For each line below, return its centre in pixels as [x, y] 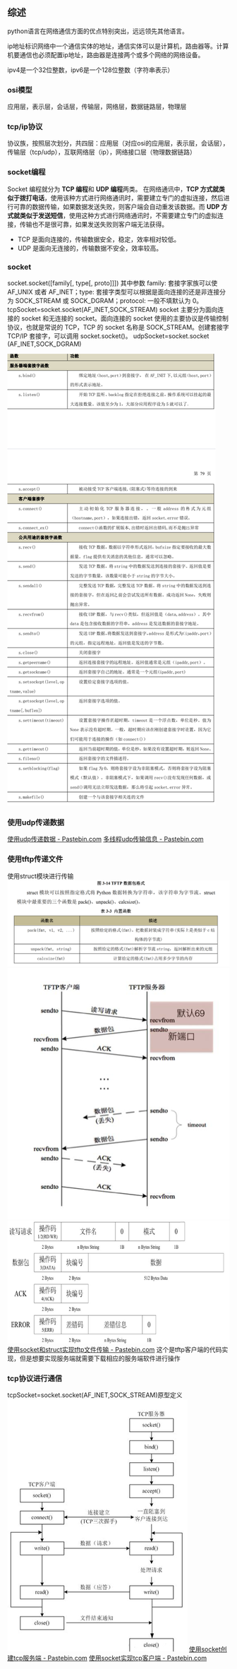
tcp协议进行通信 [35, 1378]
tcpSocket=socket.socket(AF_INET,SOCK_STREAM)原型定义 [95, 1395]
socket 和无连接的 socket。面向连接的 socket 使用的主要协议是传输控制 [125, 318]
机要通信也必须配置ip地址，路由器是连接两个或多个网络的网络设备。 [106, 54]
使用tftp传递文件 [35, 859]
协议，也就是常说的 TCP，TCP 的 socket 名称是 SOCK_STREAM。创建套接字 [118, 327]
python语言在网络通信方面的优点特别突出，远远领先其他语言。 [98, 31]
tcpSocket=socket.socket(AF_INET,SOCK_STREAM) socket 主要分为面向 [113, 310]
